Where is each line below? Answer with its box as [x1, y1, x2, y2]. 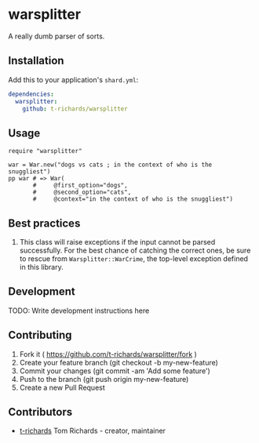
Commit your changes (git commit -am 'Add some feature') [19, 366, 210, 376]
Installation [8, 54, 64, 67]
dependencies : [8, 90, 55, 98]
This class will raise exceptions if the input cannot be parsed [19, 238, 216, 246]
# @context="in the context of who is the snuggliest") [32, 195, 234, 203]
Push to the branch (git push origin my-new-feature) [19, 374, 189, 383]
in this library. [19, 263, 64, 271]
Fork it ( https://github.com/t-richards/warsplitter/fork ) [19, 349, 198, 358]
